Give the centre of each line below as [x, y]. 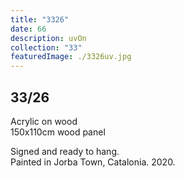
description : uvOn [48, 38]
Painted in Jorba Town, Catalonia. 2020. [93, 162]
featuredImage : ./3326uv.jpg [71, 57]
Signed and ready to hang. [65, 151]
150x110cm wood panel [58, 132]
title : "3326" [40, 19]
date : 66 [28, 29]
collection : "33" [46, 47]
